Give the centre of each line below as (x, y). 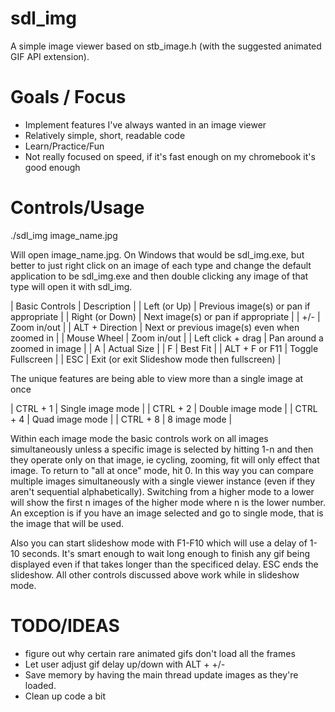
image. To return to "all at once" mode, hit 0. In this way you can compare (162, 470)
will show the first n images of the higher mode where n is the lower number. (168, 502)
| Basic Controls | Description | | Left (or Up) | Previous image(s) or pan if (160, 306)
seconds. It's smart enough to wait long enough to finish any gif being (166, 553)
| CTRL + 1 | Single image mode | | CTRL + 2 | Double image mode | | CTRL (164, 408)
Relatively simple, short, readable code (105, 135)
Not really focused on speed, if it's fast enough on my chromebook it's (170, 156)
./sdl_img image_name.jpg (64, 235)
